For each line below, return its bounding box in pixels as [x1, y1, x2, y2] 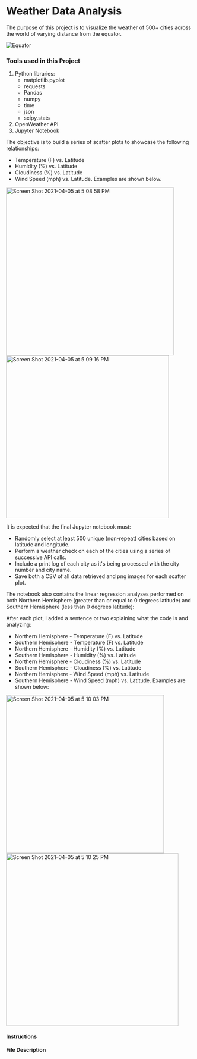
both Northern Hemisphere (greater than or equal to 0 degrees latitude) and [6, 597, 191, 604]
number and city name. [14, 567, 72, 574]
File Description [6, 1046, 46, 1054]
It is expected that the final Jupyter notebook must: [6, 523, 132, 530]
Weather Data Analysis [6, 4, 122, 18]
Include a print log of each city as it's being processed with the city [14, 560, 180, 567]
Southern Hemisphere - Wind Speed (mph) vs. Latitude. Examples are [14, 677, 186, 684]
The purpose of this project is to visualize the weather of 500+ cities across [6, 24, 192, 31]
